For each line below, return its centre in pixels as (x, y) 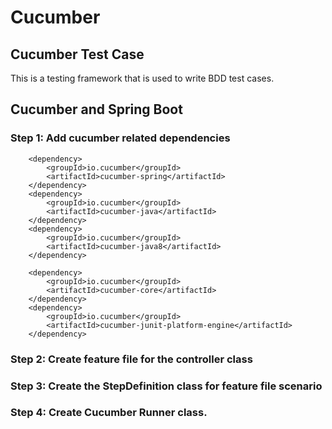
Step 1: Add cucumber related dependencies (120, 138)
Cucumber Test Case (77, 54)
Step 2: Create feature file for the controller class (131, 359)
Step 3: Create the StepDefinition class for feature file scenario (166, 386)
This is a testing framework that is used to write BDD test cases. (142, 78)
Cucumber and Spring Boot (96, 109)
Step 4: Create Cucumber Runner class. (109, 413)
